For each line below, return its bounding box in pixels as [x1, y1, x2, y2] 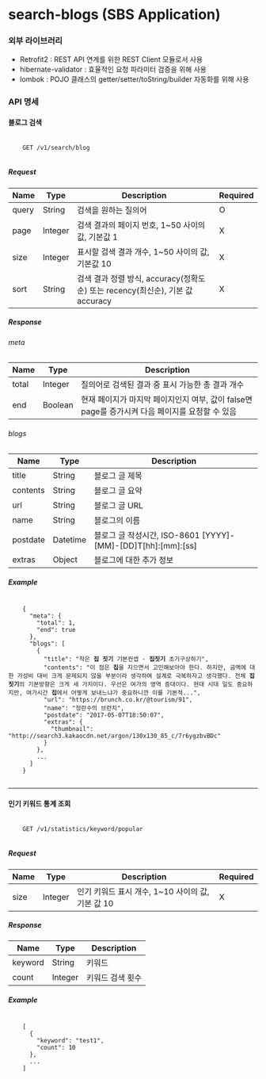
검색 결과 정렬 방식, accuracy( [76, 273, 184, 284]
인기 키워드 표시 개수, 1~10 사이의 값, [76, 886, 210, 897]
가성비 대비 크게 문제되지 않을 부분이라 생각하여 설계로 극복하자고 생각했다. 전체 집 [17, 672, 255, 680]
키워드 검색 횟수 [85, 973, 142, 984]
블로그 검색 [8, 117, 42, 127]
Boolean [42, 400, 74, 411]
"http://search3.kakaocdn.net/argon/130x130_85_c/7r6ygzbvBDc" [8, 732, 222, 740]
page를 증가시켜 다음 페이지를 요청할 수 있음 [81, 406, 237, 417]
